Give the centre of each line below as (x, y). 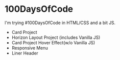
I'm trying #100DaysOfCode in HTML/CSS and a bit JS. (60, 23)
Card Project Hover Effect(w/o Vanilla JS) (53, 42)
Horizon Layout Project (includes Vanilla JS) (56, 37)
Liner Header (25, 53)
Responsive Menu (30, 48)
